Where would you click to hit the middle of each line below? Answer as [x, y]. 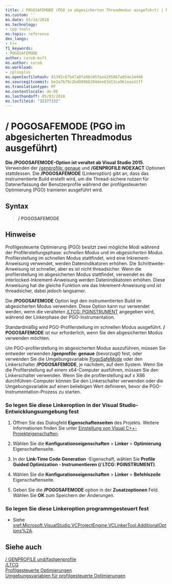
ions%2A [22, 531]
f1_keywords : [19, 48]
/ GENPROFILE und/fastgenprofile [41, 559]
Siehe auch [24, 547]
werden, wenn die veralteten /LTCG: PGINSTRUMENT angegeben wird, [80, 311]
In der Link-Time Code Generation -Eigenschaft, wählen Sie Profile [84, 459]
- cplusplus [18, 73]
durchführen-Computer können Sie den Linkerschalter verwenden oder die [84, 381]
